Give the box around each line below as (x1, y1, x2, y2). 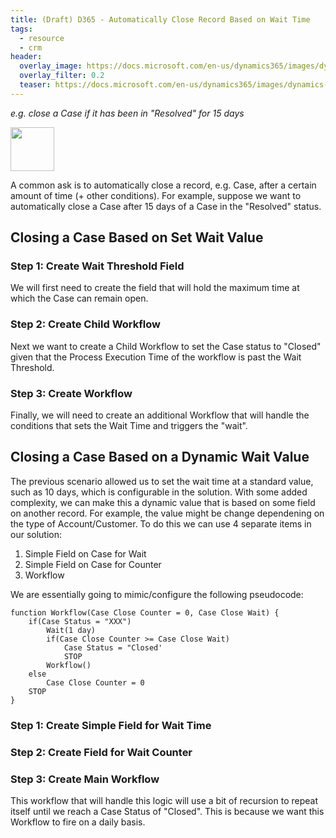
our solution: (10, 528, 63, 540)
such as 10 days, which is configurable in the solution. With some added (10, 486, 308, 498)
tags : (10, 24, 33, 34)
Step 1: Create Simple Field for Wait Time (10, 718, 212, 732)
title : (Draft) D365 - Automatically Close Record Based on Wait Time (10, 14, 311, 25)
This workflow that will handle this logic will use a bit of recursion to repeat (10, 794, 319, 806)
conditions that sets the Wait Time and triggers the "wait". (10, 420, 248, 432)
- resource (19, 33, 65, 43)
